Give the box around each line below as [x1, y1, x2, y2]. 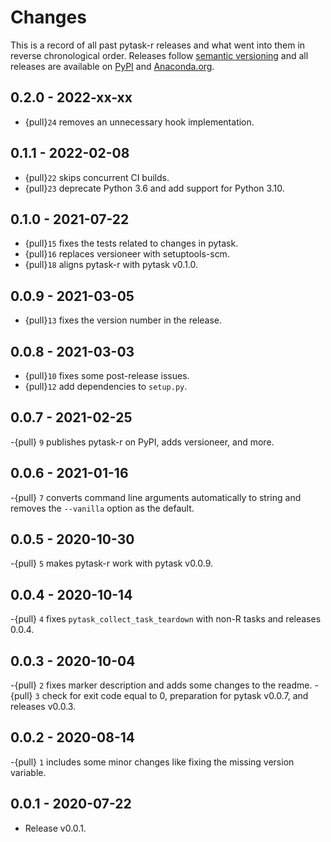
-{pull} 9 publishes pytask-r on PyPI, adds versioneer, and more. [10, 436, 275, 448]
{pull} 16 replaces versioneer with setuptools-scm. [24, 248, 230, 260]
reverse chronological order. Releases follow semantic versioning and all [10, 49, 309, 61]
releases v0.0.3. [10, 701, 77, 713]
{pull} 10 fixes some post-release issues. [24, 370, 190, 381]
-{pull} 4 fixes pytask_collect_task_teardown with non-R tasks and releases [10, 613, 322, 625]
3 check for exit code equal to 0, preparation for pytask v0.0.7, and [34, 690, 309, 702]
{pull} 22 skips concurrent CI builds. [24, 171, 170, 183]
